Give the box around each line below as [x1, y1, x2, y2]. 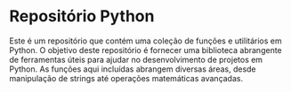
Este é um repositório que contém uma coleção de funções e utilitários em [9, 35, 282, 46]
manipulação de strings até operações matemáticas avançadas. [9, 73, 243, 83]
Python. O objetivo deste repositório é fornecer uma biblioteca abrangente [9, 44, 282, 55]
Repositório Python [9, 6, 155, 27]
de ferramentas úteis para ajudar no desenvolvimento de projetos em [9, 54, 263, 65]
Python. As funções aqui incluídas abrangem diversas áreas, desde [9, 64, 256, 74]
